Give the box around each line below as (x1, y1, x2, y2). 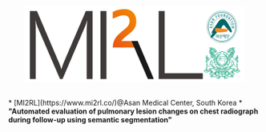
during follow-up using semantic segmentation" (8, 115, 172, 124)
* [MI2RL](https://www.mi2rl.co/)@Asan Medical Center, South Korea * (8, 98, 243, 107)
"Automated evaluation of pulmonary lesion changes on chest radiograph (8, 106, 259, 116)
